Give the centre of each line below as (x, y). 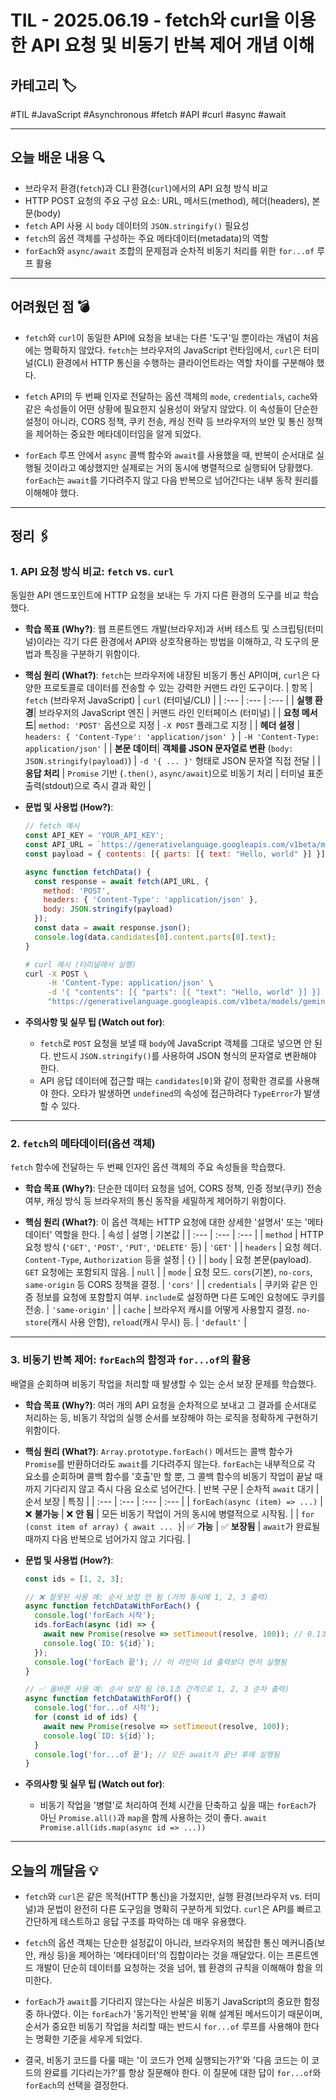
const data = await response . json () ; (113, 928)
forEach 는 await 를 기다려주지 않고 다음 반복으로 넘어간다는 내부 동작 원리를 (171, 480)
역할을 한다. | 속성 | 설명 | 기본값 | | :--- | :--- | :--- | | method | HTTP (189, 1235)
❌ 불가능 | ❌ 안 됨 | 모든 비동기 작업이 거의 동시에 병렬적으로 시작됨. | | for (169, 1513)
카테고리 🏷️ (43, 85)
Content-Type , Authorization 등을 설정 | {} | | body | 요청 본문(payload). (168, 1260)
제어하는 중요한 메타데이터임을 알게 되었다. (118, 433)
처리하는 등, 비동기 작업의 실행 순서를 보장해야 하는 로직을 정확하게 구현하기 (171, 1417)
